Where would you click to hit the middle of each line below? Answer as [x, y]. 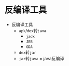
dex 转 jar [28, 52]
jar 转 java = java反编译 [41, 58]
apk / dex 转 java [33, 30]
